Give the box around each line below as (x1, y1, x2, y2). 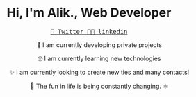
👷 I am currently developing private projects (36, 40, 162, 49)
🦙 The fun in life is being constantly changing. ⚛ (30, 82, 169, 90)
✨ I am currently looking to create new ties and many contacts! (9, 68, 190, 76)
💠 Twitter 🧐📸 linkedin (50, 28, 128, 35)
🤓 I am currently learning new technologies (37, 54, 161, 62)
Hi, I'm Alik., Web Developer (6, 5, 172, 21)
